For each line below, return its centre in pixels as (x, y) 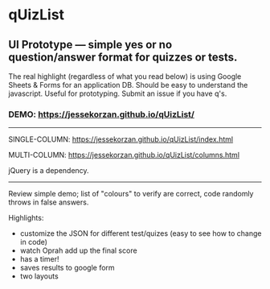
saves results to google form (67, 268)
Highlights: (26, 218)
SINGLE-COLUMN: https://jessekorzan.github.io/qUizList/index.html (121, 139)
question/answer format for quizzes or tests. (123, 57)
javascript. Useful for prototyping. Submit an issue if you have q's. (118, 93)
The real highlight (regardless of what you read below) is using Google (125, 76)
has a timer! (39, 259)
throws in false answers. (49, 202)
